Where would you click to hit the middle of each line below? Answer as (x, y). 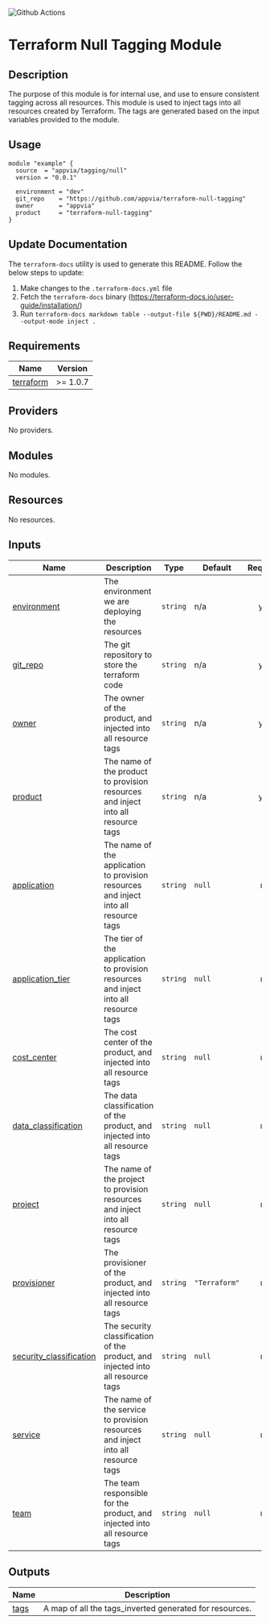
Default (217, 568)
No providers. (31, 430)
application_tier (41, 978)
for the (117, 1503)
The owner (124, 698)
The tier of (123, 938)
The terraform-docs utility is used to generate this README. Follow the (125, 264)
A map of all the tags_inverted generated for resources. (147, 1608)
